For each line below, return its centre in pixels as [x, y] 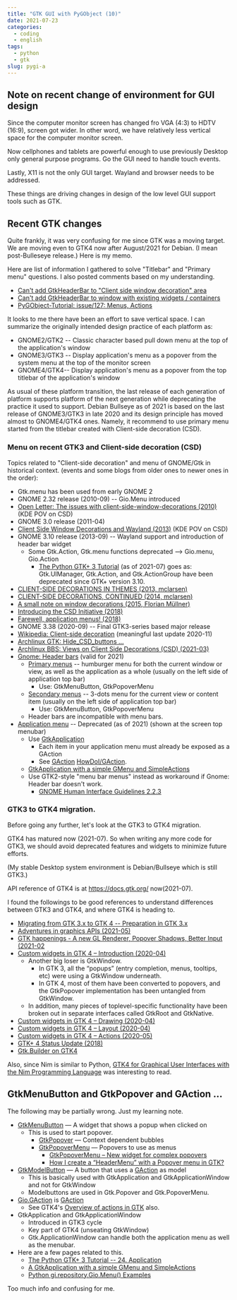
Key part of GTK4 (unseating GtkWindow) [89, 1229]
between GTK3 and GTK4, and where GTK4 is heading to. [91, 909]
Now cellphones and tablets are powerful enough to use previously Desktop [117, 152]
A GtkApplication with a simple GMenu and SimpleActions [112, 1267]
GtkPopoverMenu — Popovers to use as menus [107, 1147]
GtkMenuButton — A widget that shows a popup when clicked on [112, 1125]
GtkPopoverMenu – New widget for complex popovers [128, 1155]
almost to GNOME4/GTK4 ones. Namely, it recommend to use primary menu [118, 421]
